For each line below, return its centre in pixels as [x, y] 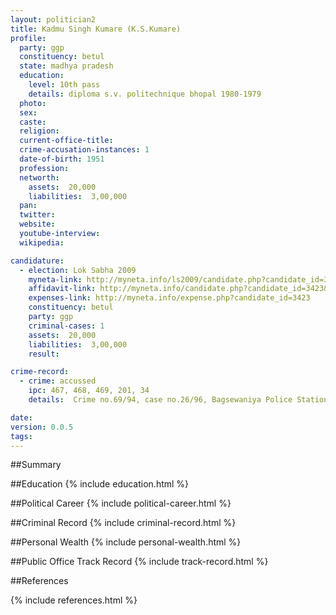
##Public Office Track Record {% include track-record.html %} [139, 562]
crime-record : [40, 372]
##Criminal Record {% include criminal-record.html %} [123, 523]
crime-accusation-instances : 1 [84, 150]
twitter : [37, 215]
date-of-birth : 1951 [62, 159]
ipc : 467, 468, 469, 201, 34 [89, 391]
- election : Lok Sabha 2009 [78, 270]
